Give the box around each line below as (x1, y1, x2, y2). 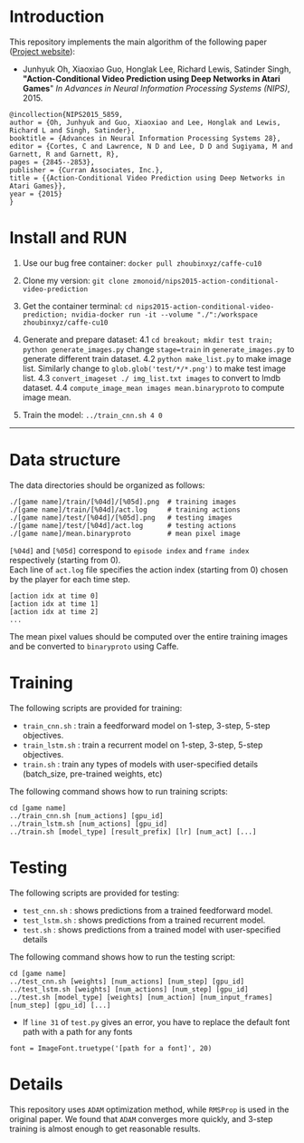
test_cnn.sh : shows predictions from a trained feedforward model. (22, 904, 273, 915)
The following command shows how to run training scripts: (9, 786, 228, 796)
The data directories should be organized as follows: (9, 479, 205, 491)
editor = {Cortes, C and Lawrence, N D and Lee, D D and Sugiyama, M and (9, 142, 294, 151)
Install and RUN (9, 228, 128, 249)
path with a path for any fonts (22, 1026, 133, 1037)
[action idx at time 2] (9, 607, 100, 616)
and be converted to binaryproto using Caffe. (9, 640, 179, 651)
